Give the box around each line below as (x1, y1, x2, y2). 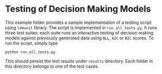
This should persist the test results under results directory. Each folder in (5, 58, 153, 64)
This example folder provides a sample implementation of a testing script (5, 19, 152, 25)
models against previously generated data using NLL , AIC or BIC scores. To (5, 35, 154, 41)
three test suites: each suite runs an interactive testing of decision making (5, 30, 154, 36)
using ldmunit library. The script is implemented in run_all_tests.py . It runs (5, 24, 157, 30)
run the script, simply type (5, 40, 58, 46)
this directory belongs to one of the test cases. (5, 63, 99, 69)
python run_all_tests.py (5, 50, 56, 55)
